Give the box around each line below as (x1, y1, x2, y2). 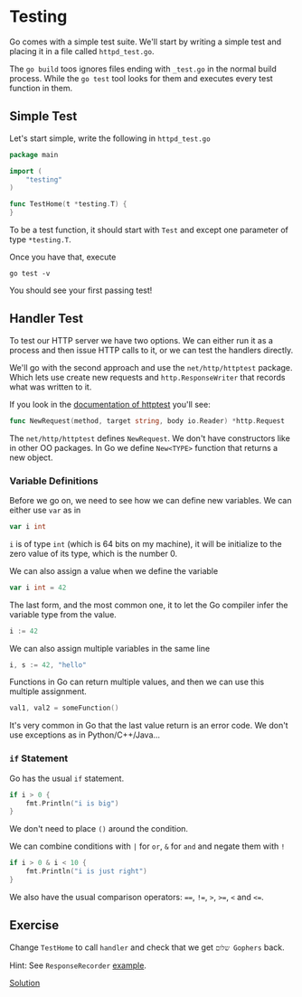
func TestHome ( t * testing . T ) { (9, 200, 127, 209)
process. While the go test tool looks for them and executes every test (9, 72, 273, 83)
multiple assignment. (9, 686, 88, 697)
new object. (9, 452, 53, 463)
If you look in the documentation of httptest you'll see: (9, 399, 211, 409)
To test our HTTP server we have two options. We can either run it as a (9, 334, 274, 345)
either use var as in (9, 504, 81, 515)
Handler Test (9, 311, 84, 326)
